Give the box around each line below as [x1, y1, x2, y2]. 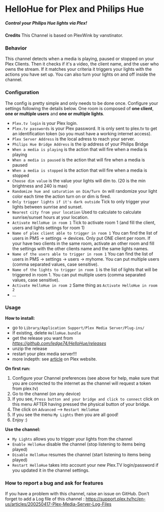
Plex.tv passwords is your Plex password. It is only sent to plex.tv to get [12, 125, 158, 131]
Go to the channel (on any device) [12, 391, 81, 397]
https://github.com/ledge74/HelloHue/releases [12, 340, 107, 346]
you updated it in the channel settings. [12, 467, 90, 473]
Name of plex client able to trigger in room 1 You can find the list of [12, 230, 158, 236]
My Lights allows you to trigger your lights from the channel [12, 436, 133, 442]
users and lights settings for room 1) [12, 225, 85, 231]
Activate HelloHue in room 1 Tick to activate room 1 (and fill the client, [12, 219, 156, 225]
